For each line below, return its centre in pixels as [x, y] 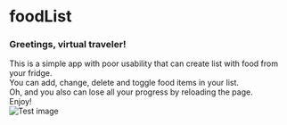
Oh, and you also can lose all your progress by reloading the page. [131, 92]
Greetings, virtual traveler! [68, 45]
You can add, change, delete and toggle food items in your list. [124, 83]
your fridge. [31, 73]
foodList [41, 17]
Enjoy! [21, 102]
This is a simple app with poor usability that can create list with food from [144, 63]
